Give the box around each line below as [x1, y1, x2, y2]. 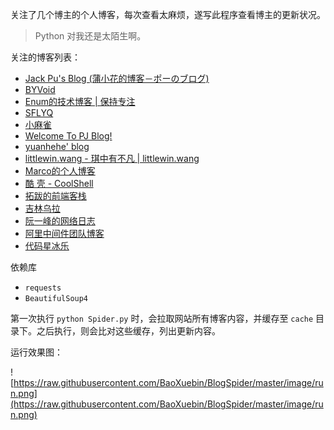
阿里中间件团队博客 [24, 228, 105, 239]
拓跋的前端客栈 [24, 190, 87, 202]
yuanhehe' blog [24, 141, 90, 152]
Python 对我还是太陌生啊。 [34, 30, 147, 42]
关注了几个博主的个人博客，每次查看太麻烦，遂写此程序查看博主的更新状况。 [10, 9, 326, 20]
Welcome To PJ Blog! [24, 130, 113, 142]
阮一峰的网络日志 [24, 215, 96, 227]
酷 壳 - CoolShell [24, 178, 94, 189]
